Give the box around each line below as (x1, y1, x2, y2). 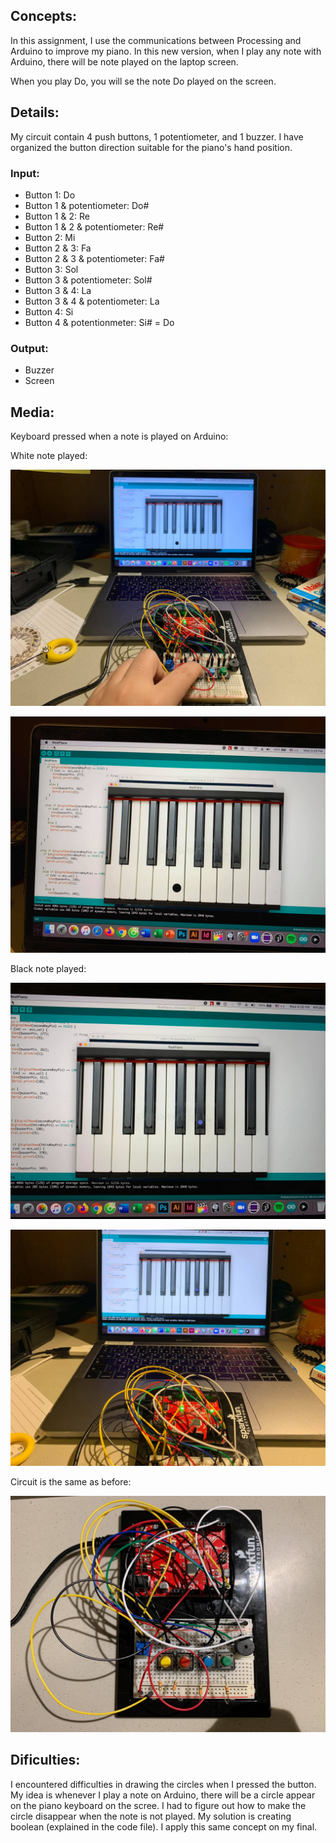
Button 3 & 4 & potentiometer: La (24, 295, 160, 307)
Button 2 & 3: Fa (24, 242, 92, 254)
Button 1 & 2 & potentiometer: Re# (24, 220, 165, 233)
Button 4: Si (24, 305, 74, 318)
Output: (10, 341, 49, 355)
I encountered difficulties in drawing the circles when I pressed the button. (10, 1778, 317, 1790)
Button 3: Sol (24, 263, 79, 275)
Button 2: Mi (24, 231, 76, 243)
